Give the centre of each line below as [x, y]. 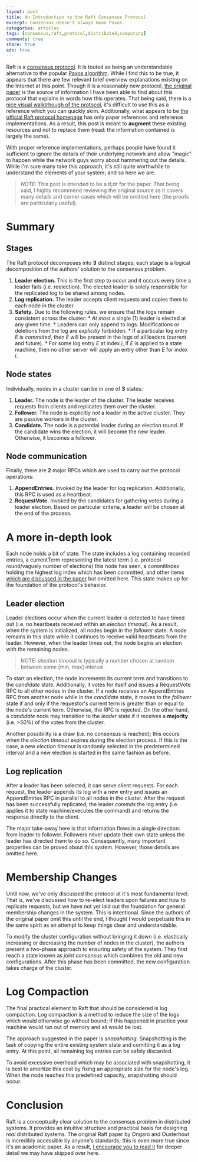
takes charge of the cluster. [39, 968]
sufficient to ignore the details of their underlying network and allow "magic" [99, 154]
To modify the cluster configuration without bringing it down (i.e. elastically [97, 936]
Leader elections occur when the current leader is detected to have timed [95, 618]
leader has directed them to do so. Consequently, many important [86, 840]
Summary [30, 227]
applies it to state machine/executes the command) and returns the [88, 810]
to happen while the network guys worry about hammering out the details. [96, 160]
